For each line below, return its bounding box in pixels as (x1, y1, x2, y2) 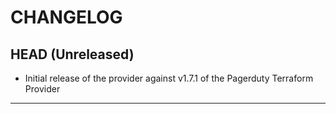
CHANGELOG (10, 6, 123, 29)
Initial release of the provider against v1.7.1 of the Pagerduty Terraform (24, 72, 314, 84)
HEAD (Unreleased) (10, 46, 135, 63)
